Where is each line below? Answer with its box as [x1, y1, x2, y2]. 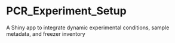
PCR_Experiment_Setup [6, 4, 127, 18]
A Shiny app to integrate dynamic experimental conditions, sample [6, 24, 170, 31]
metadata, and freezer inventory [6, 30, 85, 37]
